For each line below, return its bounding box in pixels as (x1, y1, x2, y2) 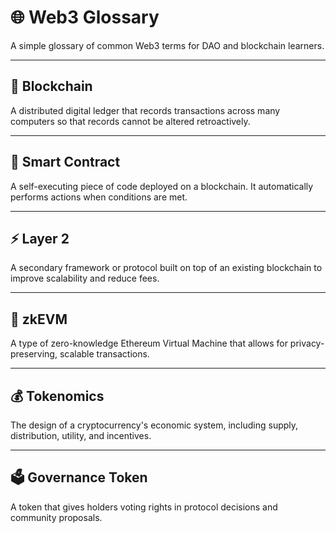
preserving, (10, 348, 58, 360)
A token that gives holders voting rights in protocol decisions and (10, 501, 278, 513)
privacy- (289, 337, 325, 350)
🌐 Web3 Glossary (10, 6, 160, 29)
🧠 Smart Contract (10, 154, 121, 171)
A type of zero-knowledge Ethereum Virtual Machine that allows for (10, 337, 288, 350)
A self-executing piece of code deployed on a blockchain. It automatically (10, 180, 314, 192)
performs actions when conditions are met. (10, 191, 188, 203)
